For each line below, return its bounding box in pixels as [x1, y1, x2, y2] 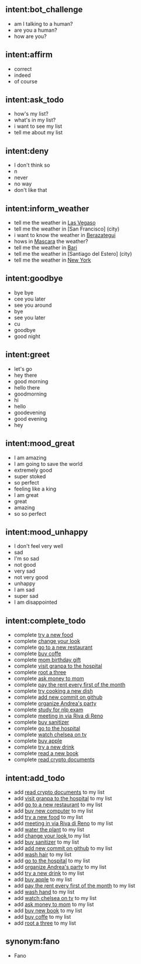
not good [13, 562, 36, 569]
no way [13, 180, 32, 187]
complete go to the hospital [13, 725, 80, 732]
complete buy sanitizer [13, 719, 70, 726]
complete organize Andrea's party [13, 700, 97, 707]
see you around [13, 302, 52, 309]
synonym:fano [5, 936, 60, 946]
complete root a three [13, 669, 67, 676]
